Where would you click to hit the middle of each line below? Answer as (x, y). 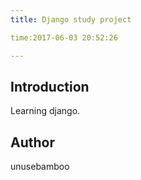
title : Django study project (71, 19)
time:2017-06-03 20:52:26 (64, 37)
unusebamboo (40, 167)
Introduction (50, 86)
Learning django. (45, 111)
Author (32, 142)
